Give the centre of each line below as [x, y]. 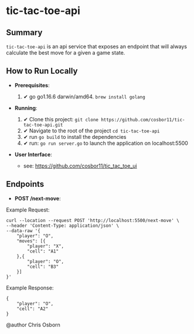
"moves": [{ [31, 241]
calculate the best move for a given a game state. [66, 53]
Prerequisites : [32, 85]
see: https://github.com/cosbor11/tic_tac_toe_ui [80, 166]
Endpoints [25, 184]
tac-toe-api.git [43, 125]
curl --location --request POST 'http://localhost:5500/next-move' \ [93, 220]
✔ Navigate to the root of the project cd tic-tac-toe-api [91, 131]
